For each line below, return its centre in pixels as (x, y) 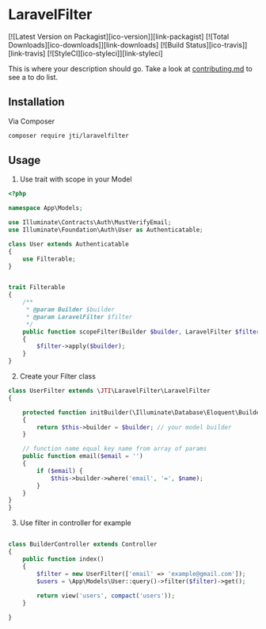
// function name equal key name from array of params (115, 449)
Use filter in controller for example (76, 523)
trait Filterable (37, 288)
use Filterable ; (49, 259)
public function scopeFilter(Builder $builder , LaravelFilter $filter (141, 332)
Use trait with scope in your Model (76, 179)
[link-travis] (27, 53)
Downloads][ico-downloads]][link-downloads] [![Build (96, 44)
